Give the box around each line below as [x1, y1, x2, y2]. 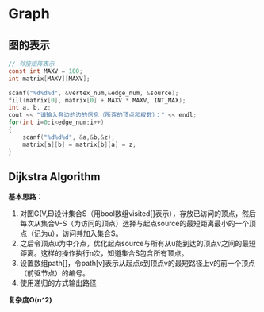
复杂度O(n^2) [8, 295, 52, 305]
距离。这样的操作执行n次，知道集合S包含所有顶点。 [19, 248, 189, 258]
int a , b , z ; [8, 104, 52, 112]
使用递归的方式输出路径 [19, 279, 97, 288]
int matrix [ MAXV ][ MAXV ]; [8, 75, 90, 83]
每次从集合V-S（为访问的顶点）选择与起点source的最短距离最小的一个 [19, 219, 250, 229]
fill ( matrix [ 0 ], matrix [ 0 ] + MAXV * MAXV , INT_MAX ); [8, 96, 186, 104]
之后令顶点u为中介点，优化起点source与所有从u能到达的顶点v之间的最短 [19, 239, 256, 248]
